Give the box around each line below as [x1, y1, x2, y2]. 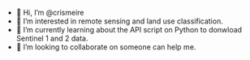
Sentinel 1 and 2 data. [15, 33, 88, 43]
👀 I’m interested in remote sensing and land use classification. [15, 16, 223, 26]
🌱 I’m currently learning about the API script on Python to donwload [15, 25, 242, 34]
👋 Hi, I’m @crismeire [15, 8, 84, 17]
